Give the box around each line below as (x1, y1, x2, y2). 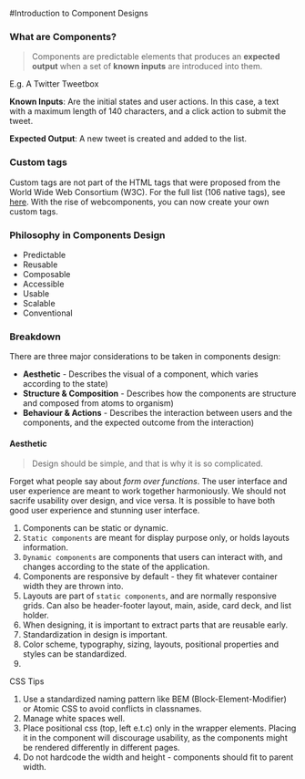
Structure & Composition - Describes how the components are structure (22, 388, 297, 400)
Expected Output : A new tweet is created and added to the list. (9, 133, 248, 144)
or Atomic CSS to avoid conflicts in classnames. (22, 703, 202, 714)
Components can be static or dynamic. (22, 523, 168, 534)
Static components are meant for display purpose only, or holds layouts (22, 533, 290, 544)
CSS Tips (9, 676, 45, 687)
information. (22, 542, 68, 553)
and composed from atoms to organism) (22, 398, 175, 409)
